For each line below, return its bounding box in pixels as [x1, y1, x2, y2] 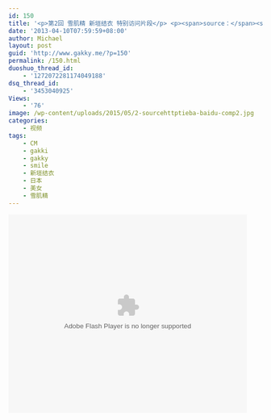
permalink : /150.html [8, 57, 81, 65]
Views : [8, 94, 31, 102]
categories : [8, 117, 48, 125]
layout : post [8, 42, 52, 50]
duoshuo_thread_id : [8, 64, 74, 73]
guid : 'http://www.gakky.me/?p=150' [8, 49, 131, 57]
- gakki [23, 147, 48, 155]
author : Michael [8, 34, 63, 43]
